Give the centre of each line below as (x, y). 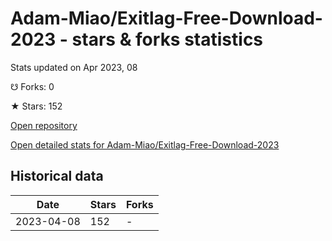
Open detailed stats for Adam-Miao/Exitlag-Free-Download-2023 (145, 144)
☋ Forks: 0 (32, 86)
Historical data (57, 176)
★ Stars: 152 (36, 106)
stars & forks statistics (167, 39)
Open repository (44, 125)
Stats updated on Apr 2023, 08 (74, 67)
